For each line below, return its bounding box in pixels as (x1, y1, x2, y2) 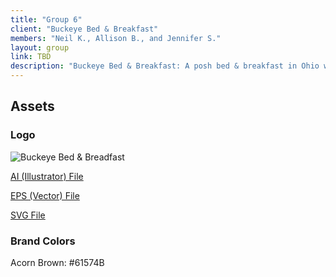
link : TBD (10, 52, 52, 62)
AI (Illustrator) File (10, 170, 84, 182)
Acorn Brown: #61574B (10, 256, 105, 268)
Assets (10, 98, 55, 115)
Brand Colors (10, 234, 76, 248)
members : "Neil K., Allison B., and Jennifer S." (10, 33, 222, 43)
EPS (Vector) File (10, 189, 80, 201)
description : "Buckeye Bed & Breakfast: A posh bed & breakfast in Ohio (10, 61, 320, 71)
